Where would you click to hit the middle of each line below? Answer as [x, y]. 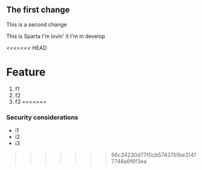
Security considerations [42, 117]
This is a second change [37, 24]
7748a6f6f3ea [129, 162]
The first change [38, 10]
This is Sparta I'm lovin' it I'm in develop [56, 36]
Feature [26, 72]
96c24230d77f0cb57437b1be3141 [153, 155]
